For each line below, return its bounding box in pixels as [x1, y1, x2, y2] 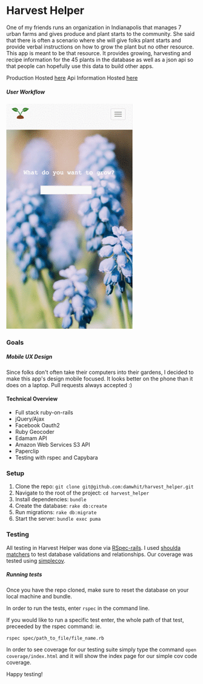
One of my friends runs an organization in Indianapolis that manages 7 [6, 24, 182, 31]
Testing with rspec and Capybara [15, 454, 98, 461]
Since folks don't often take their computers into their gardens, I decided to [6, 368, 194, 376]
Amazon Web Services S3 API [15, 441, 90, 448]
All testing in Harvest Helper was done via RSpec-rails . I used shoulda [6, 544, 181, 551]
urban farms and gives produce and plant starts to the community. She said [6, 30, 195, 37]
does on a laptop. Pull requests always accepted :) [6, 381, 132, 388]
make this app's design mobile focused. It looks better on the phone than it [6, 374, 193, 382]
